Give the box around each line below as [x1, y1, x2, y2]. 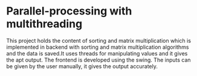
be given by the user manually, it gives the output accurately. [6, 62, 158, 70]
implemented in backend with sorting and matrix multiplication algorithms [6, 43, 189, 51]
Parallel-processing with [6, 4, 132, 18]
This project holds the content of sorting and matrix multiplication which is [6, 37, 192, 44]
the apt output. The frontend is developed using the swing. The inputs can [6, 56, 192, 63]
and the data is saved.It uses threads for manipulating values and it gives [6, 49, 188, 57]
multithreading [6, 17, 83, 31]
